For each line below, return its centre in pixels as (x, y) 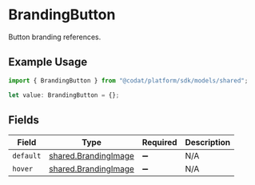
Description (208, 143)
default (27, 156)
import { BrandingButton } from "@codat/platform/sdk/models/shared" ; (128, 80)
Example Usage (48, 62)
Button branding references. (55, 37)
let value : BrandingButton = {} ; (64, 95)
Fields (24, 120)
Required (159, 143)
